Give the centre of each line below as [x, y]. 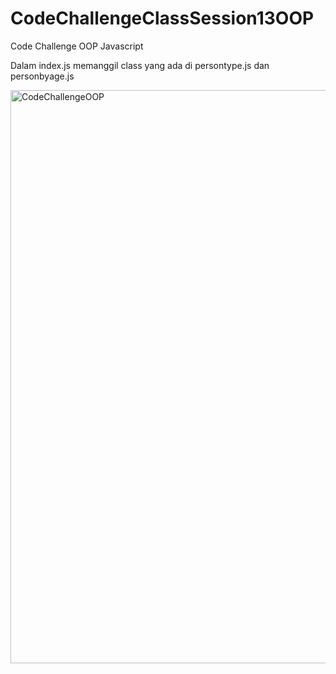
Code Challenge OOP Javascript [77, 46]
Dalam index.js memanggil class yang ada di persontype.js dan [140, 65]
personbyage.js [42, 76]
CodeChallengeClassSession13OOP [162, 18]
